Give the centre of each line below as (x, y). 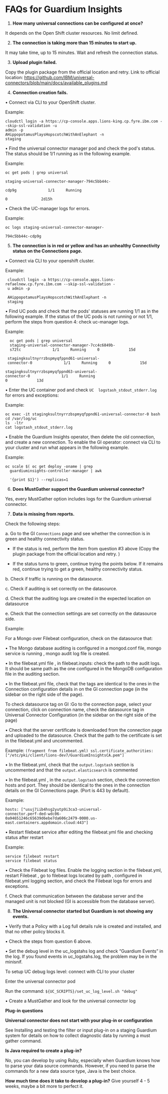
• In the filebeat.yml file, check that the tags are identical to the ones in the (82, 683)
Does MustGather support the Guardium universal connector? (78, 489)
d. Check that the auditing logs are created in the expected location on (78, 598)
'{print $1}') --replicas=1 (39, 480)
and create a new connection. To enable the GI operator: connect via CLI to (83, 442)
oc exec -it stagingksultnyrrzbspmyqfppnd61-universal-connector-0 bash (83, 414)
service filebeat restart (32, 856)
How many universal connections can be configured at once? (78, 23)
